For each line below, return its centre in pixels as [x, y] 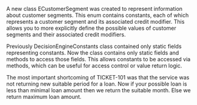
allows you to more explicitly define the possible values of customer [91, 28]
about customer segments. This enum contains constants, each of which [98, 15]
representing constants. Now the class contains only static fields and [93, 53]
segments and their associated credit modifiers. [66, 35]
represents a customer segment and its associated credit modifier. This [95, 22]
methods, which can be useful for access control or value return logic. [94, 66]
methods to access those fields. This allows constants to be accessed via [98, 59]
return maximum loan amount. [44, 97]
